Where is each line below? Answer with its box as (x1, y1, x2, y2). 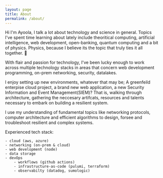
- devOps (5, 156, 23, 160)
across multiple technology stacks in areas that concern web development (5, 65, 155, 71)
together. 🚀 (5, 50, 28, 56)
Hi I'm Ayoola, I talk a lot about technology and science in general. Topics (5, 30, 152, 36)
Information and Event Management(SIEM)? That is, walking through (5, 89, 142, 95)
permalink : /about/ (5, 16, 45, 21)
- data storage (5, 151, 36, 156)
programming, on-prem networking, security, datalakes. (5, 70, 117, 76)
